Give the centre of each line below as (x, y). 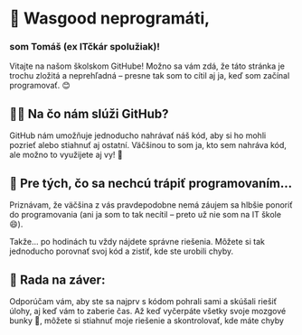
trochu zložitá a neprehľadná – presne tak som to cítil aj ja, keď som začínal (150, 76)
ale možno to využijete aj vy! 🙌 (66, 155)
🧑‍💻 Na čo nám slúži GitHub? (89, 113)
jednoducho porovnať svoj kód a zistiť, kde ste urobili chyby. (122, 251)
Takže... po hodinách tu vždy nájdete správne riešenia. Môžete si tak (137, 242)
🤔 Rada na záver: (57, 279)
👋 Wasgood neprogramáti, (110, 19)
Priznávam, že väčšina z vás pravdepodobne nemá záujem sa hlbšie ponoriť (151, 205)
